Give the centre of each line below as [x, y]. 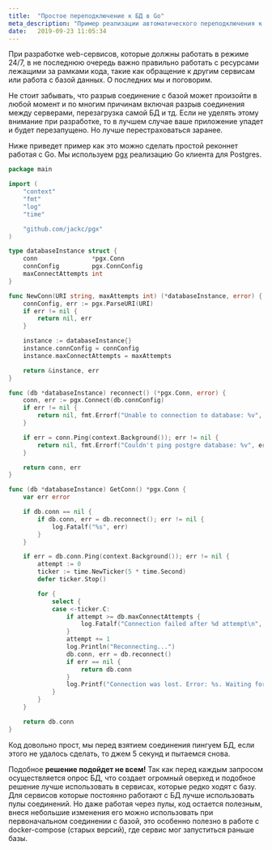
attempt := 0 [59, 564]
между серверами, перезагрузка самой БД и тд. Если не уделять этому [134, 113]
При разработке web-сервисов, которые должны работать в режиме [129, 54]
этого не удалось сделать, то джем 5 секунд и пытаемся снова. [119, 753]
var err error [47, 497]
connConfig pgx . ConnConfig [83, 266]
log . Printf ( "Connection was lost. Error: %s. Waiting [159, 684]
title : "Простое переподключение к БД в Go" [86, 16]
